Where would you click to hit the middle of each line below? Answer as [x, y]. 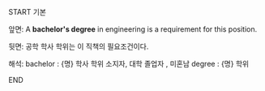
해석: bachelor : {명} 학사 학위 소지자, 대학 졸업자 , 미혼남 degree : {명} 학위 [129, 64]
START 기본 [28, 12]
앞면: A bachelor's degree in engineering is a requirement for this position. [133, 29]
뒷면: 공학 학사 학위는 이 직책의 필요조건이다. [79, 46]
